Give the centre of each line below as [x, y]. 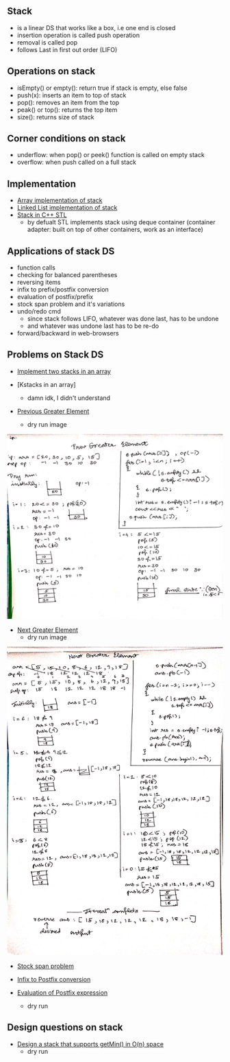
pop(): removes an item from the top [68, 102]
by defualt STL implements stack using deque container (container [121, 222]
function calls [36, 268]
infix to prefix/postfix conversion [63, 290]
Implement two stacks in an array [64, 371]
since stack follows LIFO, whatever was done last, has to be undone [123, 319]
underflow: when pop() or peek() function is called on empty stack [111, 155]
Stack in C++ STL [42, 215]
